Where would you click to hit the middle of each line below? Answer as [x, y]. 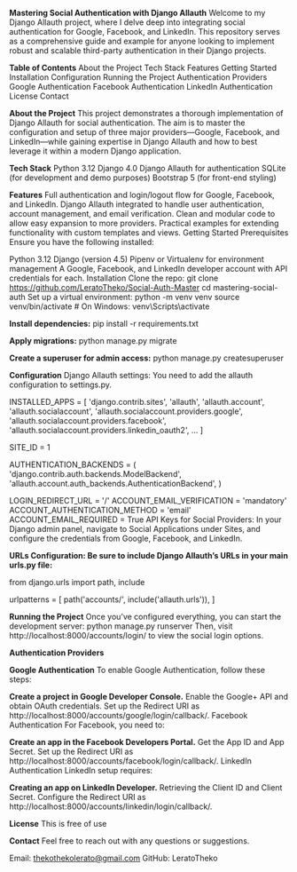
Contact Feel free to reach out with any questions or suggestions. [129, 841]
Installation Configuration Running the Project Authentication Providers [138, 77]
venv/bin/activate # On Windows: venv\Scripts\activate [109, 306]
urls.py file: [31, 565]
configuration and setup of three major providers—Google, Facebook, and [145, 132]
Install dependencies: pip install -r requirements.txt [104, 324]
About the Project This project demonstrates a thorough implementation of [146, 113]
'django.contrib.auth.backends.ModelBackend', [95, 474]
